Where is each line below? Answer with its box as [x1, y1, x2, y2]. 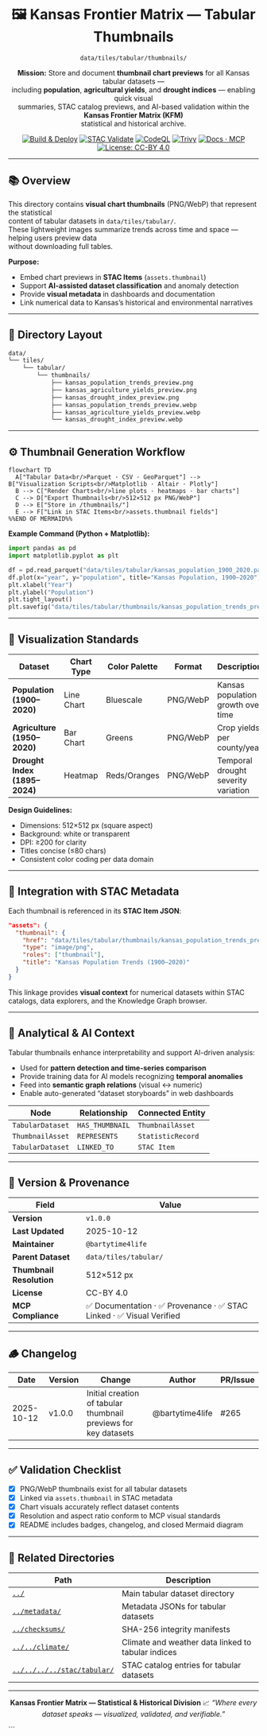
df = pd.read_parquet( [8, 565, 83, 574]
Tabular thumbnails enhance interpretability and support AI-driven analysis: [8, 1047, 256, 1057]
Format [174, 661, 203, 672]
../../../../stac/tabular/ [12, 1666, 114, 1675]
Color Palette [106, 661, 158, 672]
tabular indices [122, 1647, 177, 1658]
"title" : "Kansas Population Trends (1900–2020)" [22, 958, 191, 966]
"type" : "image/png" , [22, 943, 94, 952]
